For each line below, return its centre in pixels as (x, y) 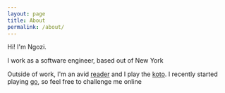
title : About (26, 20)
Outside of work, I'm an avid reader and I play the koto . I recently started (112, 74)
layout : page (26, 14)
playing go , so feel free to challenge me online (75, 82)
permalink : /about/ (36, 27)
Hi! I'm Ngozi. (27, 47)
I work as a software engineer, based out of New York (85, 61)
